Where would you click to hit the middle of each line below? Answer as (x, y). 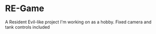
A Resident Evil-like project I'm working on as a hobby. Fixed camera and (78, 22)
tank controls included (28, 27)
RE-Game (25, 8)
